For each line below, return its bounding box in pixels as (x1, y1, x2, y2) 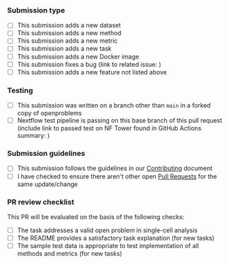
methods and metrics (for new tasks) (17, 250, 123, 258)
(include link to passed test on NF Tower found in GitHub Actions (17, 124, 202, 132)
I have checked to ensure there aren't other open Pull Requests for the (17, 172, 217, 181)
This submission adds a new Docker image (17, 52, 139, 61)
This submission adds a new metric (17, 37, 118, 45)
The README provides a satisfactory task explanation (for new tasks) (17, 234, 215, 242)
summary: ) (17, 132, 50, 140)
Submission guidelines (7, 149, 86, 159)
